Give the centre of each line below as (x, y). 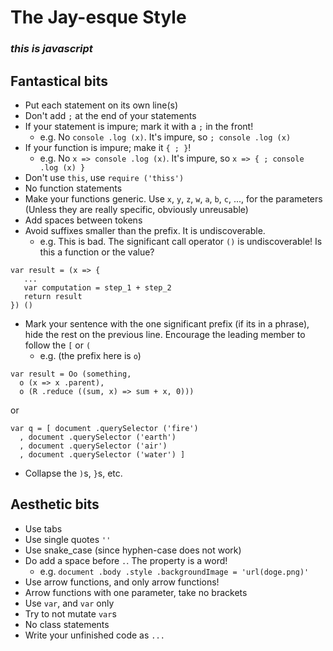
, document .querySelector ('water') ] (102, 454)
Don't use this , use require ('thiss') (104, 177)
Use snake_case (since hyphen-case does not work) (133, 550)
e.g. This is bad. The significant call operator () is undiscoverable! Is (181, 241)
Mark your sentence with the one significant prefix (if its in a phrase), (167, 323)
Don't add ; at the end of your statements (110, 115)
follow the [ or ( (58, 345)
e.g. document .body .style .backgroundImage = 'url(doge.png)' (174, 571)
